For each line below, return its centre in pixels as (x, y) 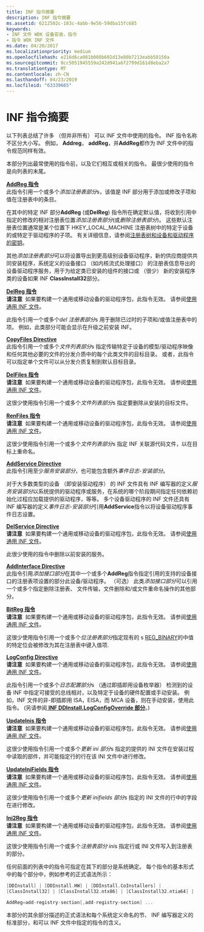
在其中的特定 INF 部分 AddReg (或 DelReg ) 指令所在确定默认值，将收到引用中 (101, 212)
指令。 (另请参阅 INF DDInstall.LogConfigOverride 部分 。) (78, 708)
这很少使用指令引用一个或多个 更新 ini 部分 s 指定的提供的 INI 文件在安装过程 (100, 748)
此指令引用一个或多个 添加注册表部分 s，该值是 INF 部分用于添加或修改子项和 (101, 192)
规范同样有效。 (30, 150)
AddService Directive (34, 464)
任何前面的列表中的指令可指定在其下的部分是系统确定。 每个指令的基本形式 (100, 866)
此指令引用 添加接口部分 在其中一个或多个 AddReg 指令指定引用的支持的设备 (99, 573)
